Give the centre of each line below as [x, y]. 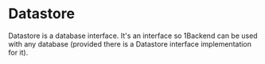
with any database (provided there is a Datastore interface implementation [130, 43]
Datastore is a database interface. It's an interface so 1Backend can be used [133, 36]
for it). [18, 52]
